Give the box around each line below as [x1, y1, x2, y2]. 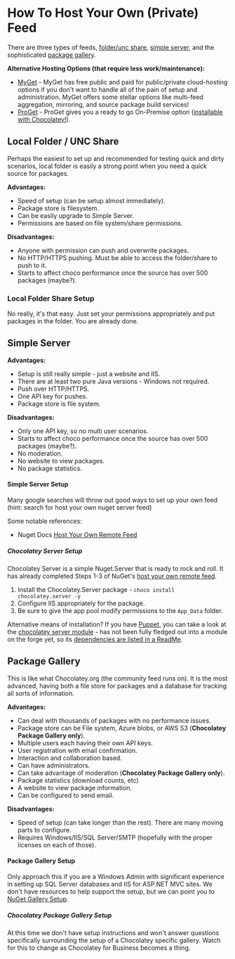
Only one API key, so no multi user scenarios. [17, 427, 149, 435]
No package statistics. [17, 464, 83, 472]
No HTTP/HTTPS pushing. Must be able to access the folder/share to [17, 253, 217, 262]
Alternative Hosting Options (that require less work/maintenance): [7, 64, 206, 72]
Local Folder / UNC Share [7, 136, 119, 148]
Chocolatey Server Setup [7, 546, 83, 555]
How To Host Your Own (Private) [7, 5, 199, 21]
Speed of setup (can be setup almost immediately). [17, 196, 166, 205]
